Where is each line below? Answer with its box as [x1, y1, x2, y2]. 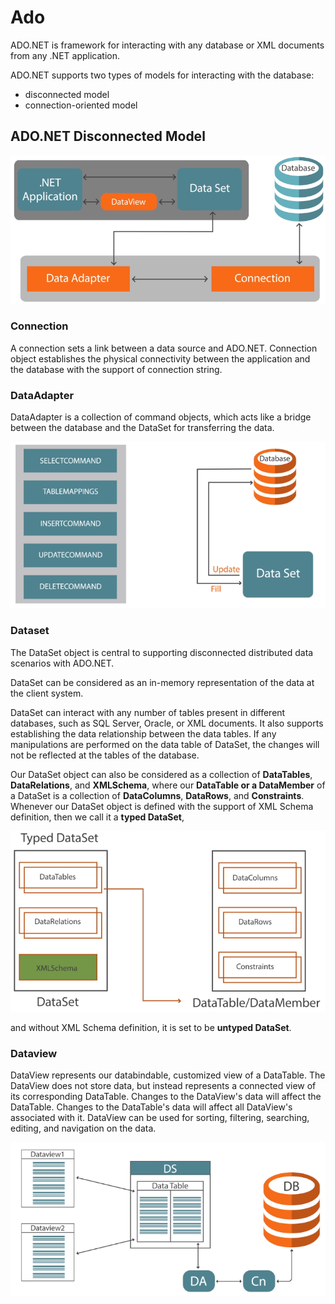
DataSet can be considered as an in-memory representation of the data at [10, 676, 315, 688]
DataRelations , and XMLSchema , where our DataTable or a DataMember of [10, 779, 326, 791]
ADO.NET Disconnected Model [10, 128, 206, 145]
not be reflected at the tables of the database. [10, 749, 200, 761]
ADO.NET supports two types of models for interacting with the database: [10, 69, 315, 81]
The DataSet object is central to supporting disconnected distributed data [10, 646, 314, 658]
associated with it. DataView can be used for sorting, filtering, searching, [10, 1112, 310, 1124]
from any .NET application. [10, 49, 120, 61]
